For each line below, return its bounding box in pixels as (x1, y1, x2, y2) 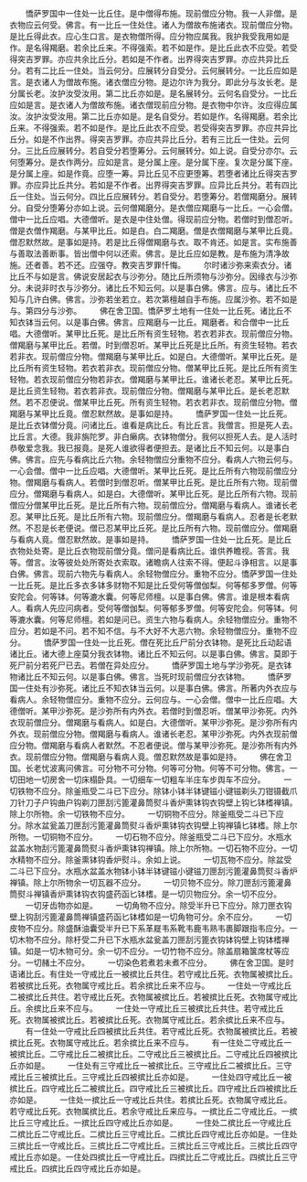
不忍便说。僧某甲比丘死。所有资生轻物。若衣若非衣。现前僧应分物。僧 (33, 397, 298, 407)
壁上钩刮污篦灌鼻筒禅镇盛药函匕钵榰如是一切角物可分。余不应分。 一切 (9, 911, 292, 922)
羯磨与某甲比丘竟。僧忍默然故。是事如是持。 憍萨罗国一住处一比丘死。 (9, 408, 292, 419)
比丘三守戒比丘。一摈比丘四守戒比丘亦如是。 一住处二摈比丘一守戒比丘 (9, 1117, 292, 1128)
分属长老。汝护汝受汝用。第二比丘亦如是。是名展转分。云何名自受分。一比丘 (9, 88, 298, 99)
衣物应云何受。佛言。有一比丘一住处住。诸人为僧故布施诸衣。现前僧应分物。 (9, 19, 298, 30)
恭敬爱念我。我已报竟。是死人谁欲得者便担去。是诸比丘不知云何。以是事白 (9, 443, 290, 453)
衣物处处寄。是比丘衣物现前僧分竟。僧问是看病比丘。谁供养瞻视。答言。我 (9, 545, 290, 556)
